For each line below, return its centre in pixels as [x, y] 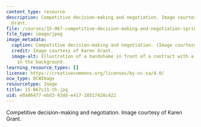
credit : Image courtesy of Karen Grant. [63, 51]
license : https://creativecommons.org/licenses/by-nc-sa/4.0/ [85, 73]
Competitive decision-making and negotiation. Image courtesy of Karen [94, 112]
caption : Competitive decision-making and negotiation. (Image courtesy [104, 46]
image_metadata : [26, 40]
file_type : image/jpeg [34, 34]
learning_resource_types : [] [42, 67]
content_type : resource [36, 12]
